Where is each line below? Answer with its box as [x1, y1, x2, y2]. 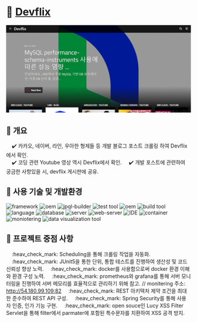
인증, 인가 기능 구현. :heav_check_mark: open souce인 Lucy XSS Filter [12, 302, 184, 309]
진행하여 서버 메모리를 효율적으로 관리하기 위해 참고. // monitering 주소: [21, 280, 186, 287]
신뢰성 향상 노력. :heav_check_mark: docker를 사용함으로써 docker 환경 [6, 265, 179, 272]
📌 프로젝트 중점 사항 [6, 234, 74, 244]
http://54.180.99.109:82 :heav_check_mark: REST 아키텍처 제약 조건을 [6, 287, 176, 294]
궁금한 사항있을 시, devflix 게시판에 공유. [6, 167, 99, 175]
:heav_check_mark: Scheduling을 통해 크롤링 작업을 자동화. [11, 250, 151, 257]
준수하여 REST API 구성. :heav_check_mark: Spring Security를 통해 [12, 294, 176, 301]
